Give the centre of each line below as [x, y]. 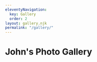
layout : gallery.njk [26, 23]
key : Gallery [23, 14]
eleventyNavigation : [26, 10]
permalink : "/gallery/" [29, 28]
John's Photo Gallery [48, 52]
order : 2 [18, 19]
